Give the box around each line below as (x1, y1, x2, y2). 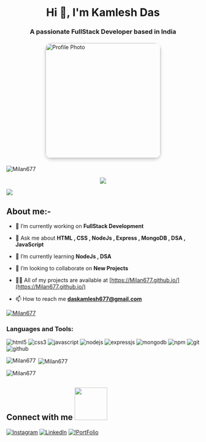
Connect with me (6, 412, 74, 422)
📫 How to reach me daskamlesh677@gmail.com (15, 295, 142, 302)
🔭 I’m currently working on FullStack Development (15, 222, 144, 229)
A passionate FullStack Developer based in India (29, 28, 177, 36)
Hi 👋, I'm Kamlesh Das (45, 6, 161, 20)
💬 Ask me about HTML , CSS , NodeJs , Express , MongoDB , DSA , (15, 234, 186, 242)
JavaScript (15, 240, 44, 248)
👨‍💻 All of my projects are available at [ (15, 276, 112, 284)
